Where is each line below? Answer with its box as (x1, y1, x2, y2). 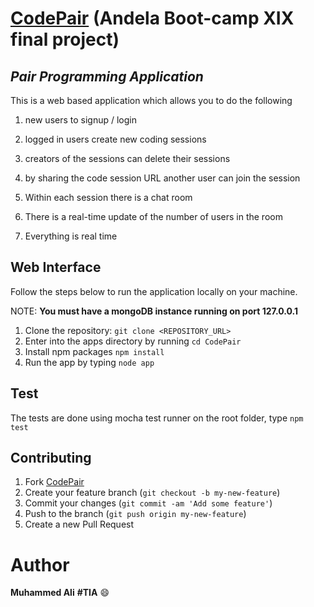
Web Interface (10, 259, 102, 276)
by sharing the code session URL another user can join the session (24, 172, 301, 184)
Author (10, 553, 70, 576)
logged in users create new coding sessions (24, 133, 207, 145)
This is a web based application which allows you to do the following (10, 95, 293, 106)
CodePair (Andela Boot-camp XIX (10, 7, 295, 30)
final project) (10, 28, 120, 51)
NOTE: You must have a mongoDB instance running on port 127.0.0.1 (10, 305, 298, 317)
